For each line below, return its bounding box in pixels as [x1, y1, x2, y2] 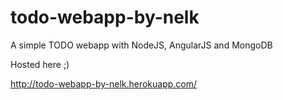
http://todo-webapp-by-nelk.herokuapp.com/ [10, 77, 198, 90]
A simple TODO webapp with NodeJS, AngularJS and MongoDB [10, 39, 273, 51]
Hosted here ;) [10, 58, 70, 70]
